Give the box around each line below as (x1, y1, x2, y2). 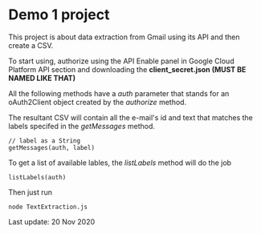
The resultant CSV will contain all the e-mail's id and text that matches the (8, 112, 253, 122)
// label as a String (8, 136, 81, 145)
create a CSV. (8, 40, 54, 50)
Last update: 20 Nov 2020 (8, 216, 96, 226)
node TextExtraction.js (8, 203, 88, 211)
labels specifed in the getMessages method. (8, 121, 155, 131)
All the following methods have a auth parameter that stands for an (8, 88, 230, 98)
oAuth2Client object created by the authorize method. (8, 97, 187, 107)
